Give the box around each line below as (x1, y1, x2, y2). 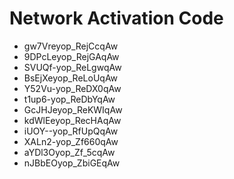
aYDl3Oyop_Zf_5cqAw (23, 146, 116, 158)
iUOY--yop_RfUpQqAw (23, 125, 119, 137)
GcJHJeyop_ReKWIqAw (23, 103, 123, 116)
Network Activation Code (9, 7, 224, 30)
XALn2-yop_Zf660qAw (23, 135, 119, 147)
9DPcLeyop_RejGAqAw (23, 50, 120, 62)
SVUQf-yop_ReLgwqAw (23, 61, 122, 73)
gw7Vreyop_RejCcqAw (23, 40, 119, 52)
